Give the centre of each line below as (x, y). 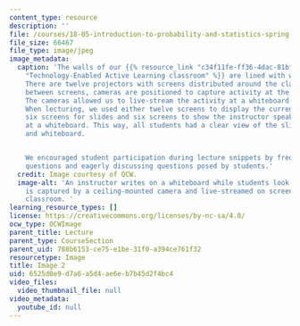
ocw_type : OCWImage (46, 224)
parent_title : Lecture (51, 232)
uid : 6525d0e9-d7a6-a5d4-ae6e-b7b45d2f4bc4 (92, 274)
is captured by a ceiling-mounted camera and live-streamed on (146, 191)
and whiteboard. (56, 134)
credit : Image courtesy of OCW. (78, 174)
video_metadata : (39, 299)
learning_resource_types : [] (63, 208)
